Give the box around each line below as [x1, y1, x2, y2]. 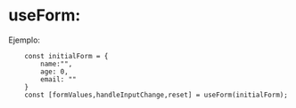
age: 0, [40, 67, 69, 76]
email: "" [40, 74, 77, 84]
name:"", [40, 59, 73, 68]
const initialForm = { [24, 51, 109, 60]
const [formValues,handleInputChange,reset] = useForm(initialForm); [24, 90, 289, 99]
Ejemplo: [8, 35, 41, 45]
